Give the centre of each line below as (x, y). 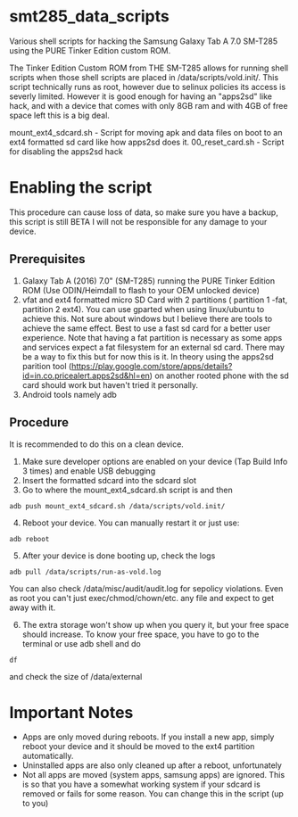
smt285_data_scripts (89, 17)
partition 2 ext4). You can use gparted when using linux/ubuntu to (143, 309)
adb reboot (29, 539)
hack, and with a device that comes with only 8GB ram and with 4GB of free (149, 105)
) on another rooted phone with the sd (219, 375)
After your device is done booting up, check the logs (119, 556)
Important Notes (71, 712)
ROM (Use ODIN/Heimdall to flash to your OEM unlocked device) (141, 290)
